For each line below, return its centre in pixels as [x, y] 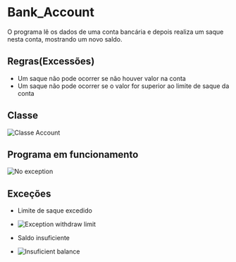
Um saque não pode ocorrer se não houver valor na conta [102, 78]
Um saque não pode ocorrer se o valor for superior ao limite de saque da [123, 86]
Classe [23, 116]
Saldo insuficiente [44, 238]
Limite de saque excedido [55, 211]
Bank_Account [51, 12]
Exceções [29, 193]
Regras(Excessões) [51, 62]
